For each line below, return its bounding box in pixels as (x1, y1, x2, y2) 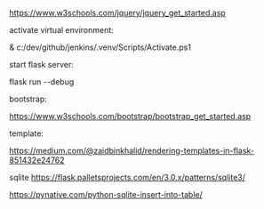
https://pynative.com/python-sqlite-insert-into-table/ (9, 189, 203, 199)
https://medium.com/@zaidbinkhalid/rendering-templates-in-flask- (9, 146, 255, 156)
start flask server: (9, 60, 74, 69)
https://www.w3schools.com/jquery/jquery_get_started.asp (9, 8, 227, 18)
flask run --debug (9, 76, 75, 87)
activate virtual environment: (9, 25, 114, 35)
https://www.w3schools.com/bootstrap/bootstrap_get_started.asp (9, 111, 252, 121)
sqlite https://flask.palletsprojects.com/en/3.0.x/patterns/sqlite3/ (9, 173, 246, 182)
